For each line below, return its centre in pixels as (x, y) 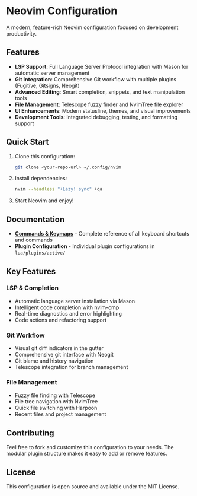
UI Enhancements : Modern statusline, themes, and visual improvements (103, 110)
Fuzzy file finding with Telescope (55, 395)
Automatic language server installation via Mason (75, 301)
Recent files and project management (60, 414)
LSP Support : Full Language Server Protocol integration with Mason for (101, 66)
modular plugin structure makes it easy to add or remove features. (87, 454)
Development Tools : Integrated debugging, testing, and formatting (96, 117)
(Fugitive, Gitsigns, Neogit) (47, 85)
